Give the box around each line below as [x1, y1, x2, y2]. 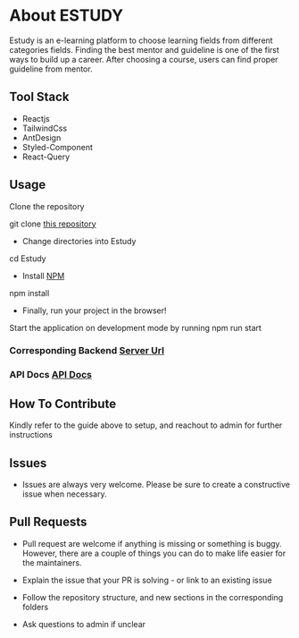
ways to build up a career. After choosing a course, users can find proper [9, 54, 278, 64]
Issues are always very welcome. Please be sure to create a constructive [21, 480, 290, 490]
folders [21, 601, 49, 612]
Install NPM [21, 270, 65, 281]
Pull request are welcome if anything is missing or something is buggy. [21, 538, 283, 549]
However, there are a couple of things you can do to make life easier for [21, 548, 287, 558]
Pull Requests [9, 515, 87, 530]
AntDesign [21, 132, 62, 143]
